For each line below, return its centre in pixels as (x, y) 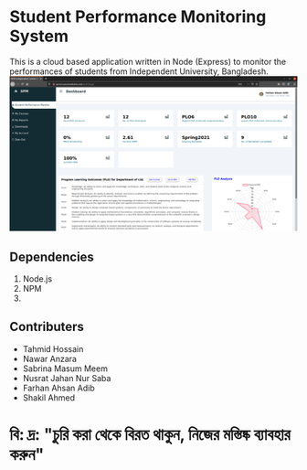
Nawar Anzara (50, 358)
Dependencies (52, 256)
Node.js (37, 278)
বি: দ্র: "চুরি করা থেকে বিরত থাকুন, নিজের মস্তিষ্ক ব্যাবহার (150, 434)
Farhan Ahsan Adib (59, 388)
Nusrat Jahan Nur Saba (67, 378)
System (39, 36)
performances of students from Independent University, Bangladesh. (139, 71)
